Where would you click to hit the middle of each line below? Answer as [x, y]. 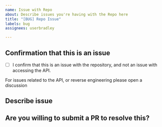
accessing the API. [32, 70]
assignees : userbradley [30, 28]
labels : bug [17, 24]
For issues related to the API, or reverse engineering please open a [74, 80]
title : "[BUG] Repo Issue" [33, 19]
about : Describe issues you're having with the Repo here [67, 14]
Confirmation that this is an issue [58, 53]
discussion [16, 85]
